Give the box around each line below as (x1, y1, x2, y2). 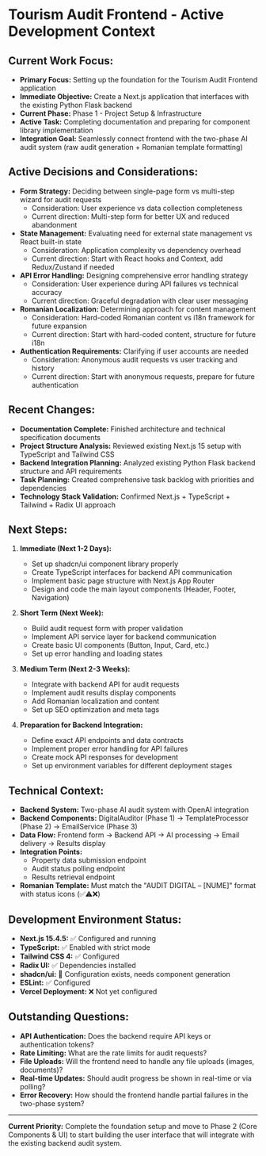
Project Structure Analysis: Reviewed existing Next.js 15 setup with (19, 441, 241, 450)
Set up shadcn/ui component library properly (31, 559, 179, 568)
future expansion (31, 321, 87, 331)
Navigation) (31, 593, 70, 603)
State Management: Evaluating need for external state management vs (19, 228, 253, 238)
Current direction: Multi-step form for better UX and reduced (31, 212, 230, 221)
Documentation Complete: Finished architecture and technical (19, 424, 226, 434)
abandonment (31, 220, 78, 229)
